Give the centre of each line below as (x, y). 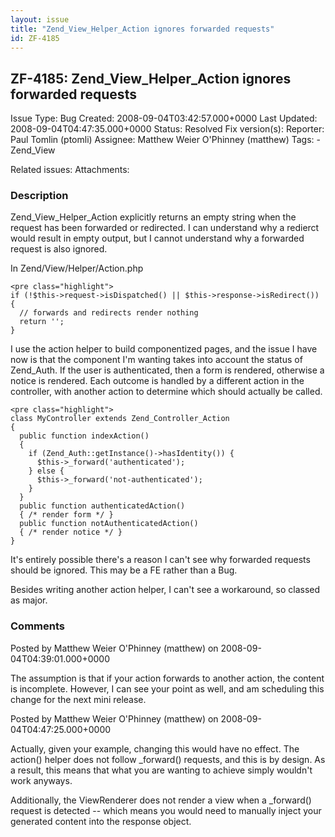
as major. (29, 600)
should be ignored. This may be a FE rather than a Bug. (124, 570)
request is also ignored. (59, 249)
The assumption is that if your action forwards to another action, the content (167, 678)
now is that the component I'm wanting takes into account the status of (156, 360)
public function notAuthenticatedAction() (109, 524)
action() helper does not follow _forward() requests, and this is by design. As (168, 759)
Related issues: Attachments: (70, 170)
